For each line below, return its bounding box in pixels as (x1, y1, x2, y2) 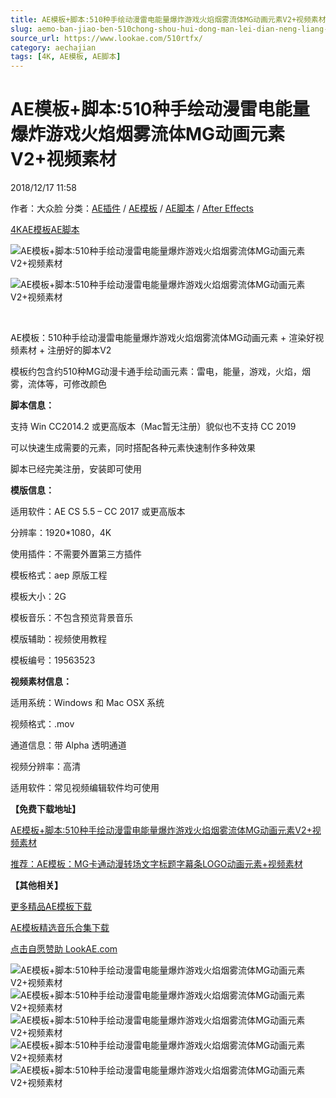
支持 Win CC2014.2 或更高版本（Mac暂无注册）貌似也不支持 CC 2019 (10, 421, 297, 433)
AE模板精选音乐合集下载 (10, 922, 110, 934)
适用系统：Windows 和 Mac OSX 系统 (10, 697, 165, 709)
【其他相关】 (10, 879, 63, 891)
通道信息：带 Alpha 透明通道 (10, 739, 127, 751)
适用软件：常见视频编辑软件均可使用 (10, 782, 160, 794)
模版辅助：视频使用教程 (10, 633, 107, 645)
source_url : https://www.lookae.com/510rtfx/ (10, 33, 203, 43)
